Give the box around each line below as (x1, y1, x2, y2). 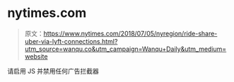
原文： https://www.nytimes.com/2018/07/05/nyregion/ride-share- (24, 29, 218, 37)
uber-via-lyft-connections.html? (24, 37, 118, 45)
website (24, 52, 48, 61)
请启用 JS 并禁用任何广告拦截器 (7, 66, 99, 75)
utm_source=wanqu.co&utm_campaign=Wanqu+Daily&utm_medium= (24, 45, 227, 53)
